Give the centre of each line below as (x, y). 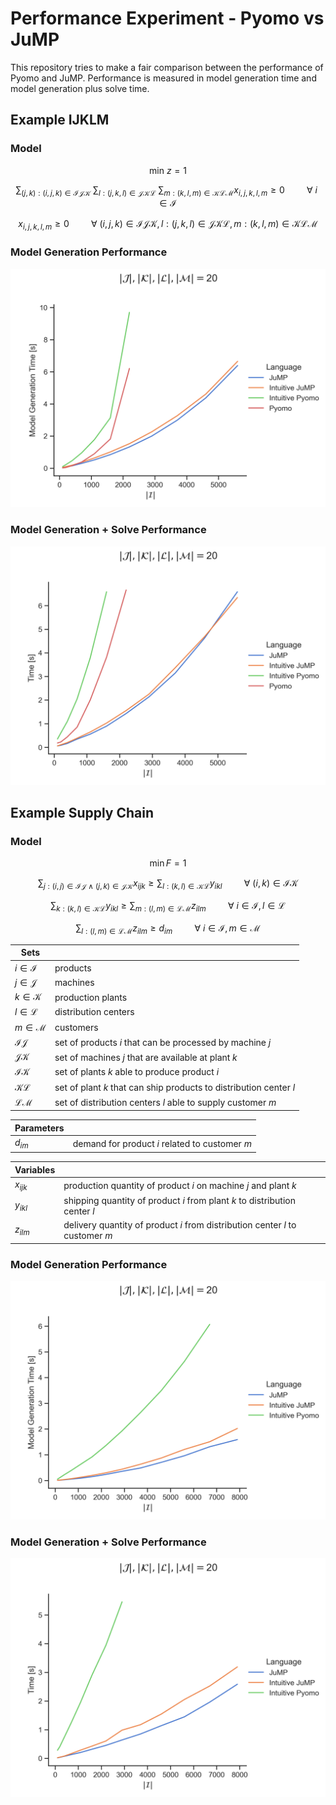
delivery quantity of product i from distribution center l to (180, 1225)
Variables (35, 1169)
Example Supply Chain (82, 813)
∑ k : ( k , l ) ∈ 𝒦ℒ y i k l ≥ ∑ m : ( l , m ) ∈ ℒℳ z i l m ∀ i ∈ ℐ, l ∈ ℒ (168, 907)
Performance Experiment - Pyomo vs (167, 18)
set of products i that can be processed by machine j (163, 1042)
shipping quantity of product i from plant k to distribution (179, 1201)
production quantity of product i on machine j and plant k (180, 1185)
